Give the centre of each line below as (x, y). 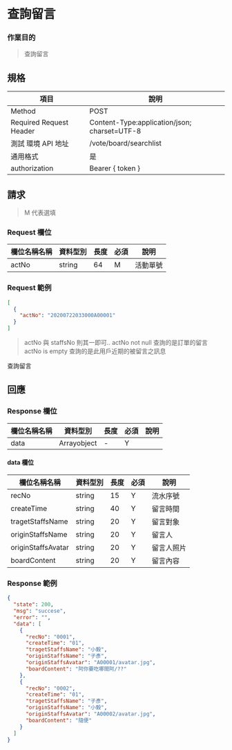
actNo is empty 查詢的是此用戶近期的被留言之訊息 (95, 351)
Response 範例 (32, 583)
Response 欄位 (32, 411)
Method (23, 111)
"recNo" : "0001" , (50, 637)
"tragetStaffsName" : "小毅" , (66, 650)
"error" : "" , (32, 617)
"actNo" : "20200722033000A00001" (68, 316)
